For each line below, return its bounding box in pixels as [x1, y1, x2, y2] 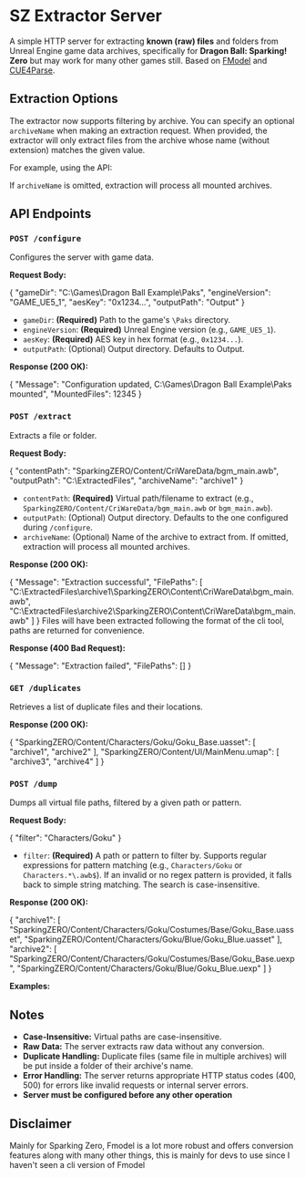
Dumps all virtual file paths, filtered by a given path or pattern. [9, 797, 242, 808]
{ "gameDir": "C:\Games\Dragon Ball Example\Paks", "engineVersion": [9, 287, 271, 298]
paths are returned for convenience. [9, 625, 146, 635]
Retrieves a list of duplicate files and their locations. [9, 701, 203, 712]
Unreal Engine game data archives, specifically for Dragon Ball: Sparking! [9, 45, 288, 56]
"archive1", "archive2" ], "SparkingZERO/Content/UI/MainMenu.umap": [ [9, 747, 280, 758]
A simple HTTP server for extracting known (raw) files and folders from [9, 36, 280, 46]
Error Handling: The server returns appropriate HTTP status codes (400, [22, 1070, 297, 1081]
